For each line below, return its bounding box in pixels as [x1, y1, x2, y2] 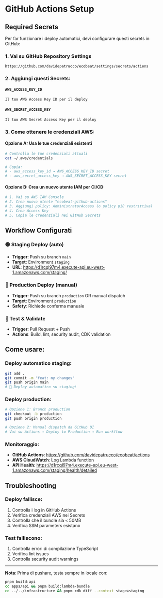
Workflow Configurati [5, 226, 72, 235]
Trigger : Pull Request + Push [12, 326, 70, 332]
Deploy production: [5, 396, 52, 403]
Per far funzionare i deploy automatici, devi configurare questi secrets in [5, 35, 149, 41]
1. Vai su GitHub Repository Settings [5, 52, 92, 59]
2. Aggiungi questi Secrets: [5, 75, 71, 82]
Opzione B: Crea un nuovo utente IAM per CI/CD [5, 184, 104, 190]
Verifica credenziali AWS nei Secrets [12, 512, 85, 518]
